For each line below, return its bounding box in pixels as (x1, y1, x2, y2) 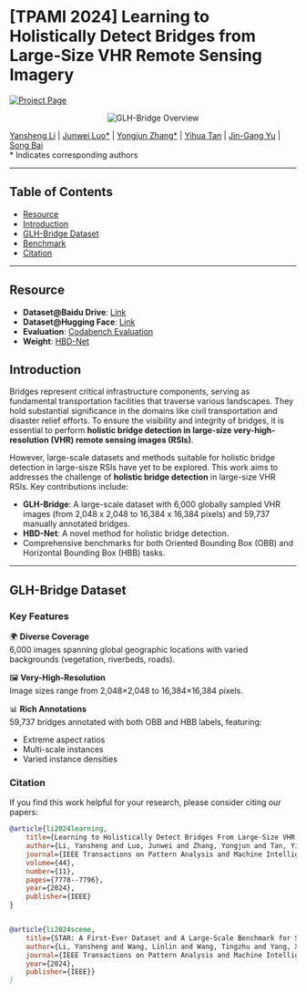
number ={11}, (25, 866, 76, 876)
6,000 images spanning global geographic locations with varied (9, 645, 249, 656)
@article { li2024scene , (9, 926, 96, 935)
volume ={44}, (25, 858, 76, 867)
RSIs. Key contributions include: (9, 481, 129, 492)
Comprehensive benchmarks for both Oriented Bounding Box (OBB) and (22, 538, 294, 549)
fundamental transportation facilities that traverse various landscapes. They (9, 396, 294, 407)
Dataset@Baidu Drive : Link (22, 306, 127, 317)
